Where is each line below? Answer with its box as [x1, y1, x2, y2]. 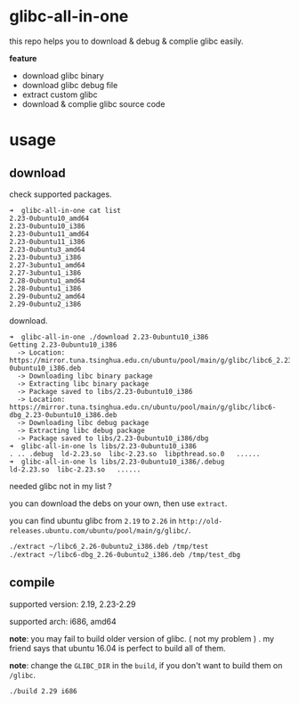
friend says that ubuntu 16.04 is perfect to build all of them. [9, 643, 226, 653]
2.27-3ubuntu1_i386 [9, 268, 82, 277]
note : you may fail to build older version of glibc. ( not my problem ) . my [9, 633, 274, 643]
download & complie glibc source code [21, 98, 166, 109]
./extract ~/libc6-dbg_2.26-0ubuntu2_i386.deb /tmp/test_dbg [9, 550, 241, 559]
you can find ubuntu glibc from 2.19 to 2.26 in [9, 515, 177, 526]
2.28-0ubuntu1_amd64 [9, 276, 86, 285]
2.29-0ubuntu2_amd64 [9, 291, 86, 300]
